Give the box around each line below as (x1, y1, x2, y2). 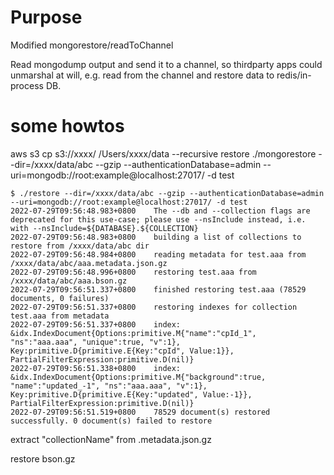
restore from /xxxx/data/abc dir (10, 241, 150, 251)
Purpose (10, 6, 83, 29)
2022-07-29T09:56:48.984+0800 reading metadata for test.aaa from (10, 249, 307, 260)
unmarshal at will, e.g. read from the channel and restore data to (10, 69, 275, 81)
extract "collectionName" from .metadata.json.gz (10, 433, 212, 445)
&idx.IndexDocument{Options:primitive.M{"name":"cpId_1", (10, 328, 257, 338)
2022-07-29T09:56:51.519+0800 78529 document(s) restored (10, 407, 271, 417)
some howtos (10, 115, 125, 138)
